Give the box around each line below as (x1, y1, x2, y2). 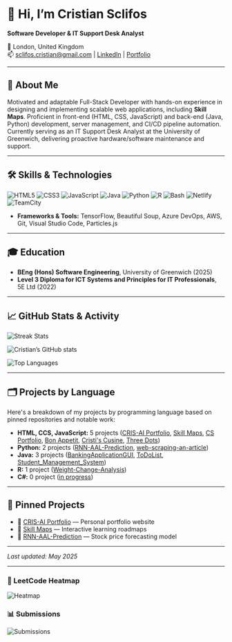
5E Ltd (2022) (17, 283, 57, 291)
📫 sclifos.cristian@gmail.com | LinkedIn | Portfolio (7, 50, 151, 58)
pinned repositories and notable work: (7, 415, 115, 424)
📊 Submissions (7, 610, 61, 619)
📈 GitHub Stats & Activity (7, 310, 119, 322)
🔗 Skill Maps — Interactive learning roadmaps (17, 525, 147, 533)
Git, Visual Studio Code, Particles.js (17, 219, 118, 227)
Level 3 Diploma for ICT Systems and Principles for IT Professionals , (17, 276, 217, 284)
